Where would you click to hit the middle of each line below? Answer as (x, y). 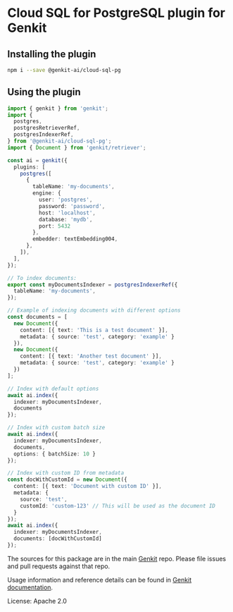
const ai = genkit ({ (38, 160)
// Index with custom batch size (56, 428)
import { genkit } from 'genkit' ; (58, 108)
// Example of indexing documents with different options (94, 311)
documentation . (30, 587)
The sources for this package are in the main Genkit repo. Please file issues (117, 558)
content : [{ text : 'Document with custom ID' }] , (88, 486)
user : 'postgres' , (65, 200)
